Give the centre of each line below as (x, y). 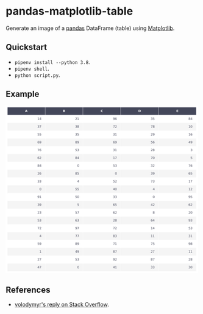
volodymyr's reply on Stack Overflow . (62, 305)
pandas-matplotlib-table (69, 11)
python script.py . (37, 75)
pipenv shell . (32, 68)
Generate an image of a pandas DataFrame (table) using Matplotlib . (90, 28)
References (28, 290)
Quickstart (27, 47)
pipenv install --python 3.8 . (52, 62)
